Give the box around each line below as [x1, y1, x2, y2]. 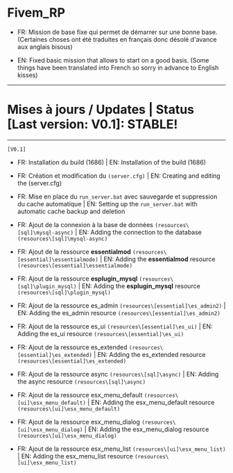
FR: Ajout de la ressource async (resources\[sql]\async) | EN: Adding [17, 370, 219, 378]
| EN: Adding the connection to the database [75, 228, 202, 236]
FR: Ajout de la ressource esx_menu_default [17, 390, 143, 399]
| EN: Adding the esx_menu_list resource [17, 451, 133, 460]
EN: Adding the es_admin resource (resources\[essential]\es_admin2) [17, 308, 221, 317]
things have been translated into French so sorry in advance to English [17, 63, 219, 72]
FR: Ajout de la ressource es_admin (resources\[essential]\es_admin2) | [17, 301, 227, 310]
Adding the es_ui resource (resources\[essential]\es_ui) [17, 329, 184, 338]
